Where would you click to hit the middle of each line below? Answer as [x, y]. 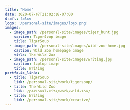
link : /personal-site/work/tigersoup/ [53, 82]
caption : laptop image [37, 64]
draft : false [18, 18]
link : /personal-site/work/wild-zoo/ [52, 91]
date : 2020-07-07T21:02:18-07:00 [39, 14]
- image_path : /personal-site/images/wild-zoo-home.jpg [67, 46]
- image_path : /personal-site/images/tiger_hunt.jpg [64, 32]
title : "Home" [19, 9]
